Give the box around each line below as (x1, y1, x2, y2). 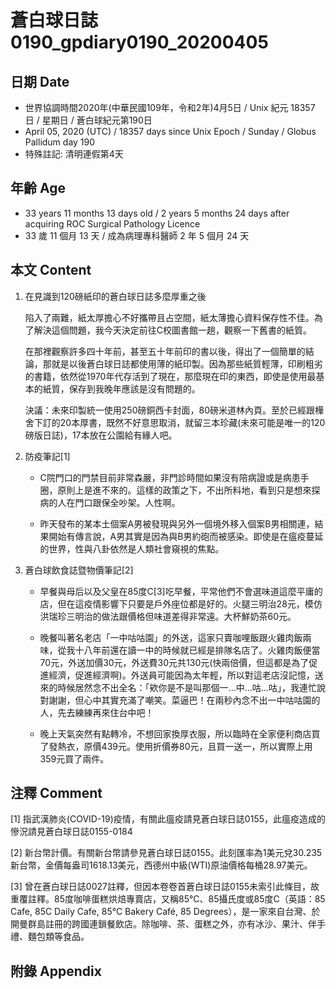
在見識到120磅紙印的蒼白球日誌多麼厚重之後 (24, 290, 207, 302)
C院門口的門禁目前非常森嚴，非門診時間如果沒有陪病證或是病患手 (39, 471, 310, 483)
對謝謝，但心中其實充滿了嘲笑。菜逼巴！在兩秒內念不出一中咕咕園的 (39, 694, 321, 706)
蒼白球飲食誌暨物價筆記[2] (24, 564, 134, 576)
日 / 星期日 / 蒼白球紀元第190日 (24, 114, 153, 126)
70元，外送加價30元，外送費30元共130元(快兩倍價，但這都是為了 (39, 656, 310, 668)
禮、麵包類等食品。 (10, 931, 90, 943)
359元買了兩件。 (39, 752, 110, 765)
